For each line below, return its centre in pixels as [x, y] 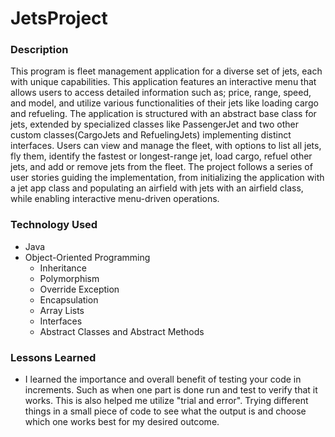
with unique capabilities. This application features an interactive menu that [163, 82]
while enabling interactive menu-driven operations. [115, 199]
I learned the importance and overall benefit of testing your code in [163, 379]
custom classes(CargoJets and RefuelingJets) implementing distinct [151, 135]
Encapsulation [69, 299]
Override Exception [79, 289]
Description [39, 50]
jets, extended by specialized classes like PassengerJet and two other [155, 124]
